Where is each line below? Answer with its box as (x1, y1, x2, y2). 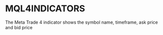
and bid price (5, 24, 33, 30)
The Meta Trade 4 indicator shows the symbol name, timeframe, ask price (5, 19, 158, 25)
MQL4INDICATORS (5, 3, 85, 14)
